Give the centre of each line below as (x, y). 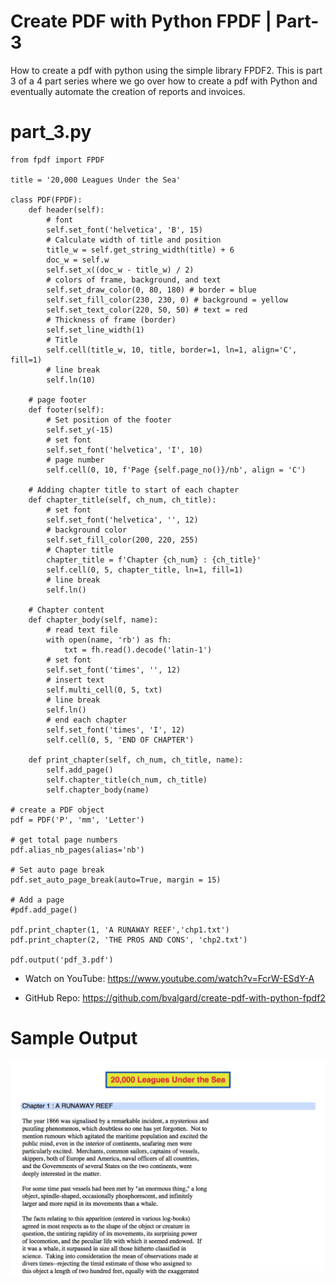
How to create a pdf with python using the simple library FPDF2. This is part (166, 70)
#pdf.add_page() (44, 910)
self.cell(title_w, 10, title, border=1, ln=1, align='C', (172, 350)
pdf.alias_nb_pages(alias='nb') (77, 850)
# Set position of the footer (109, 420)
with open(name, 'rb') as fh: (109, 640)
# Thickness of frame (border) (111, 320)
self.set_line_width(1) (95, 330)
